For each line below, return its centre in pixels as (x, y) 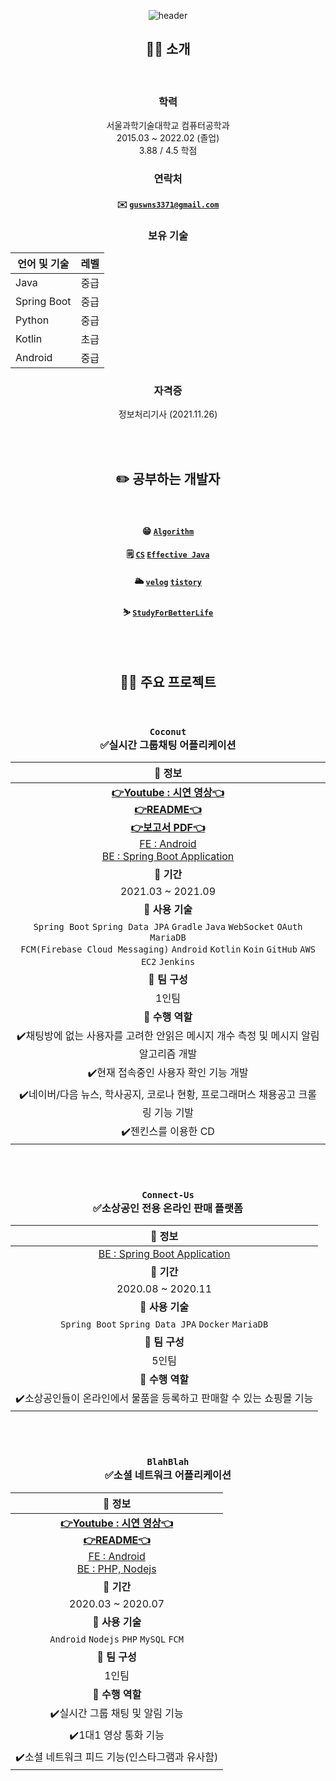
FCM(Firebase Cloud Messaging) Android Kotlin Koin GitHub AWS (168, 949)
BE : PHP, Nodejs (116, 1568)
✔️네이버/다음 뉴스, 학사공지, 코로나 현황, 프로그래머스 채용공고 (158, 1095)
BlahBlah (168, 1462)
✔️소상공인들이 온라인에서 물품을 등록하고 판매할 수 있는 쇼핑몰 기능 (164, 1398)
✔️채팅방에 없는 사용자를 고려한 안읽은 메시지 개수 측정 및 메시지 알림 (168, 1036)
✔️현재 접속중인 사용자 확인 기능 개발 (168, 1073)
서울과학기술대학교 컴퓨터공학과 (168, 126)
